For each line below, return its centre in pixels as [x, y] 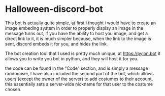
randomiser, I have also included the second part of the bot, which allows [80, 73]
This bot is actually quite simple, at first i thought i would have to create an [81, 23]
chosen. [13, 89]
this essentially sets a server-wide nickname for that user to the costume [79, 84]
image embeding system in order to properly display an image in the [74, 28]
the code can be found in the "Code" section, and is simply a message [77, 68]
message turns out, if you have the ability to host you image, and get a [77, 33]
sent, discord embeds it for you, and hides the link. [57, 44]
